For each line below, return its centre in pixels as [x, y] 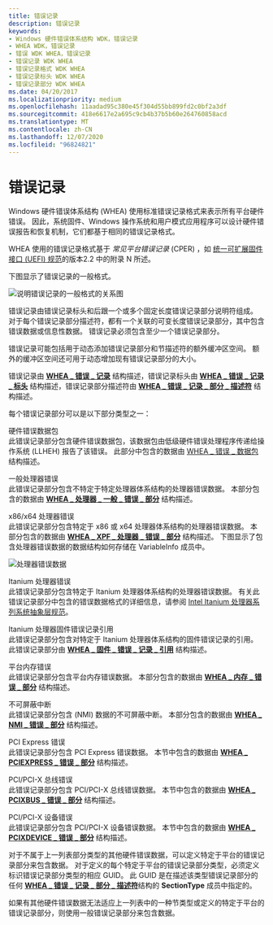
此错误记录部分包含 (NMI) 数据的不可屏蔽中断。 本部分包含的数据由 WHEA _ [135, 715]
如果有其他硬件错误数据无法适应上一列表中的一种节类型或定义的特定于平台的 [136, 903]
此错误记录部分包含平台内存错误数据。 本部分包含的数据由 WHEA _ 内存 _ [131, 677]
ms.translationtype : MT [49, 122]
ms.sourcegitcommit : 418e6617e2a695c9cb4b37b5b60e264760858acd [118, 115]
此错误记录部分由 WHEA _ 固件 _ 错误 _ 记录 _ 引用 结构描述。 [110, 650]
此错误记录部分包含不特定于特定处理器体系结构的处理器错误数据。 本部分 [130, 489]
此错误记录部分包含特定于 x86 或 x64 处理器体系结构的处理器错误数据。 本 [133, 526]
